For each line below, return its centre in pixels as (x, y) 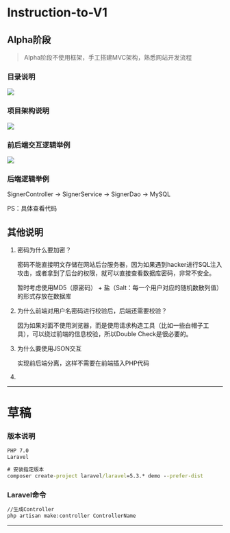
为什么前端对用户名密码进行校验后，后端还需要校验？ (92, 311)
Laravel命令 (27, 495)
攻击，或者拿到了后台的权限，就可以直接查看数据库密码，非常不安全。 (116, 273)
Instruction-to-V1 (57, 13)
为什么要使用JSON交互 (49, 348)
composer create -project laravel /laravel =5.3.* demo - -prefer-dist (105, 476)
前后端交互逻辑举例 (39, 145)
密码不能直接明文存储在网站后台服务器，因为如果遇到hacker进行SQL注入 (119, 264)
